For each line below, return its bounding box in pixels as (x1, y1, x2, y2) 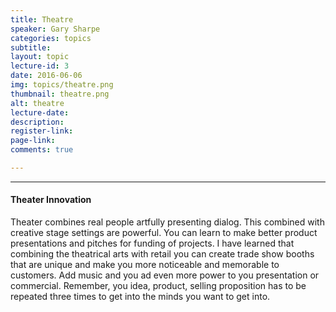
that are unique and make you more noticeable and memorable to (10, 259, 280, 271)
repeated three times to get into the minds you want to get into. (10, 291, 271, 303)
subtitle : (10, 42, 52, 53)
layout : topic (10, 52, 70, 62)
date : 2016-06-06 (10, 71, 83, 81)
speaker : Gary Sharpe (10, 24, 101, 34)
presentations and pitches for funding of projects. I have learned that (10, 237, 295, 250)
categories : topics (10, 33, 92, 43)
